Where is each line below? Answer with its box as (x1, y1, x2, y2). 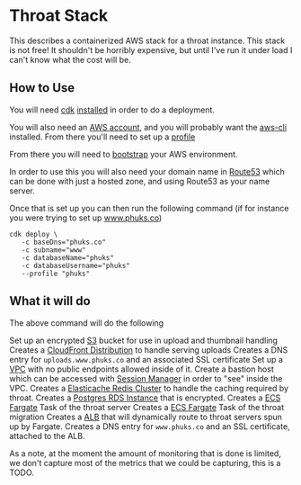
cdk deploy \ (9, 229, 58, 238)
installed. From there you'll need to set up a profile (9, 131, 196, 142)
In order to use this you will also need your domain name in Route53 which (9, 166, 285, 176)
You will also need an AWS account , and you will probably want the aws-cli (9, 121, 288, 132)
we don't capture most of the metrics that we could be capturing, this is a (9, 457, 281, 468)
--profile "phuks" (21, 269, 91, 278)
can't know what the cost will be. (9, 54, 132, 65)
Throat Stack (9, 5, 109, 26)
